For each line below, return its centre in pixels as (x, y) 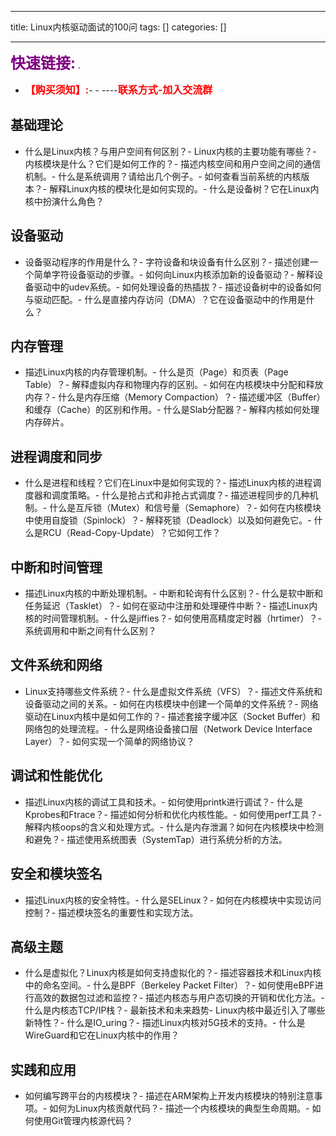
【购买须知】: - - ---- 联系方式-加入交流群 (118, 89)
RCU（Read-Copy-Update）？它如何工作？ (132, 533)
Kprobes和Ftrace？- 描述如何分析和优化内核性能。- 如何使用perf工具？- (173, 814)
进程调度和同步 (56, 456)
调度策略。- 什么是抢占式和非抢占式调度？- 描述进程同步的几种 (180, 495)
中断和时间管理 (56, 567)
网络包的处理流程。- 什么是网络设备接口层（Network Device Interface (168, 728)
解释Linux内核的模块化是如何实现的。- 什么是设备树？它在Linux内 (184, 188)
